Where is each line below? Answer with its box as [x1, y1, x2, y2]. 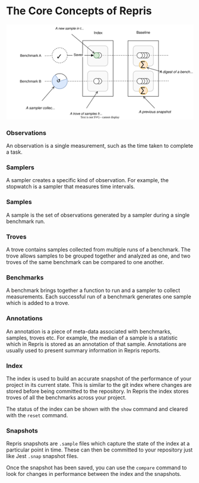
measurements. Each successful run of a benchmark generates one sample [6, 293, 191, 300]
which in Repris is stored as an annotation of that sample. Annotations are [6, 340, 187, 348]
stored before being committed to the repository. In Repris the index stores [6, 387, 189, 395]
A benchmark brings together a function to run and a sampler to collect [6, 287, 181, 294]
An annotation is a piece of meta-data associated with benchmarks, [6, 328, 172, 335]
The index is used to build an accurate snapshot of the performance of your [6, 375, 192, 382]
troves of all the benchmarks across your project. [6, 393, 127, 401]
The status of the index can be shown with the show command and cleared [6, 405, 188, 412]
